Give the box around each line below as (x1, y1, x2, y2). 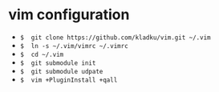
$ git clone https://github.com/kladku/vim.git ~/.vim (19, 34, 211, 42)
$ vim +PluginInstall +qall (19, 76, 118, 84)
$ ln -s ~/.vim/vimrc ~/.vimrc (19, 42, 128, 50)
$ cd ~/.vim (19, 50, 64, 58)
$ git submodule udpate (19, 67, 103, 75)
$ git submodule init (19, 58, 96, 67)
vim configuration (8, 6, 130, 24)
